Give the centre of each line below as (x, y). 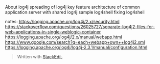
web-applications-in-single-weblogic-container (53, 32)
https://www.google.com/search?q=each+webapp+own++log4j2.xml (75, 42)
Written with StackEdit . (40, 57)
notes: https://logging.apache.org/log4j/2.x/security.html (62, 22)
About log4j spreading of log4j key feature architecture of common (73, 7)
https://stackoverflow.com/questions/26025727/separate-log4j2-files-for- (80, 27)
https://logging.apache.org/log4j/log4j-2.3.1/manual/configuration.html (76, 47)
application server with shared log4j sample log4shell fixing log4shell (75, 12)
